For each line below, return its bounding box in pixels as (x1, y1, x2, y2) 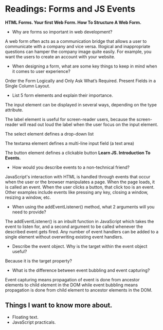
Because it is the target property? (5, 258, 72, 263)
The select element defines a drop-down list (5, 131, 94, 137)
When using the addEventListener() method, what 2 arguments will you (12, 204, 155, 209)
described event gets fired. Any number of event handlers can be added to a (5, 228, 159, 234)
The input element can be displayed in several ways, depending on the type (5, 102, 157, 107)
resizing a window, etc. (5, 194, 51, 200)
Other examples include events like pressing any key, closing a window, (5, 189, 148, 195)
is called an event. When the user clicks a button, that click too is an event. (5, 184, 155, 190)
